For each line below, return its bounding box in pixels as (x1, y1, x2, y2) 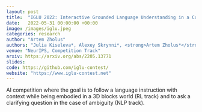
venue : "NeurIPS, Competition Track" (6, 48, 101, 54)
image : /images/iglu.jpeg (6, 25, 71, 32)
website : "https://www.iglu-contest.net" (6, 70, 112, 76)
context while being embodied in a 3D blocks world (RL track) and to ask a (6, 93, 191, 100)
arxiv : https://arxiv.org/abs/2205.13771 (6, 53, 112, 59)
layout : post (6, 8, 39, 15)
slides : (6, 59, 26, 65)
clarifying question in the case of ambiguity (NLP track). (6, 99, 145, 107)
